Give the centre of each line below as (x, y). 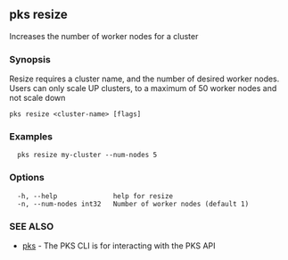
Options (27, 178)
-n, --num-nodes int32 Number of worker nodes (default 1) (133, 204)
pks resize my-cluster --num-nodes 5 (87, 155)
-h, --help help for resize (95, 196)
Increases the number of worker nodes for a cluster (104, 36)
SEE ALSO (32, 226)
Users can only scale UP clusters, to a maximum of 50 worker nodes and (143, 88)
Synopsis (30, 59)
